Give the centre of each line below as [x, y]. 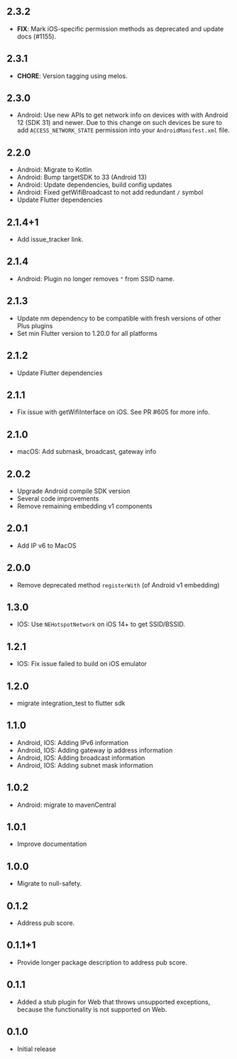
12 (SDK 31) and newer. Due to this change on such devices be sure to [120, 123]
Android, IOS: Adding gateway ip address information [95, 750]
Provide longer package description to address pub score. [102, 962]
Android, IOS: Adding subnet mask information [85, 765]
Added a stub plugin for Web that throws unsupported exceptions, [114, 1001]
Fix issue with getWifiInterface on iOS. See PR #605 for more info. [113, 412]
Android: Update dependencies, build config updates [94, 185]
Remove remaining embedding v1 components [85, 506]
